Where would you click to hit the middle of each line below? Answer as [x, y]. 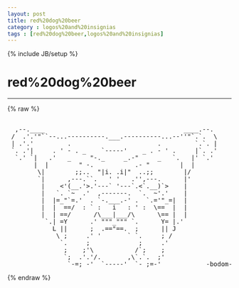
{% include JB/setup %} [43, 54]
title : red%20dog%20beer [44, 21]
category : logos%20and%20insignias [62, 27]
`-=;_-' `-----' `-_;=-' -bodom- [150, 264]
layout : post [27, 14]
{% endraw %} [29, 278]
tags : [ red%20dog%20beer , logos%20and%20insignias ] [85, 34]
